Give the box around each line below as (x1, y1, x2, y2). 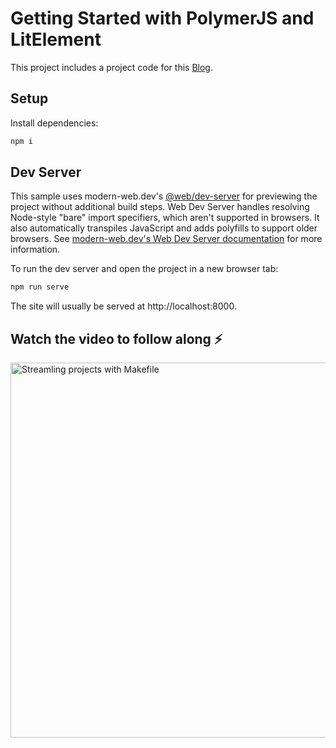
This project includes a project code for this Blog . (10, 61, 213, 73)
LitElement (10, 28, 102, 51)
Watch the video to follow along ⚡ (10, 330, 223, 347)
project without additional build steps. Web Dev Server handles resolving (10, 201, 310, 213)
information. (10, 243, 61, 256)
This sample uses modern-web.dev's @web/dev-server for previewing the (10, 190, 318, 202)
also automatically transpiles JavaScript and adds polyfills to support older (10, 222, 318, 234)
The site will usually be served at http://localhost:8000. (10, 300, 237, 312)
